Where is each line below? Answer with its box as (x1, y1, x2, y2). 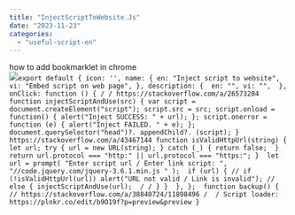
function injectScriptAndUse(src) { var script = (9, 97, 197, 106)
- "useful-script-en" (17, 37, 97, 47)
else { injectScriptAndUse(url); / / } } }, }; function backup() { (9, 182, 279, 191)
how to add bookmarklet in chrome (9, 62, 137, 73)
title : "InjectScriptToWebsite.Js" (9, 12, 141, 22)
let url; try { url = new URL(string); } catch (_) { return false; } (9, 143, 279, 153)
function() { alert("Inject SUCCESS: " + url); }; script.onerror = (9, 112, 268, 122)
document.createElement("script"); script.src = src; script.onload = (9, 105, 276, 114)
